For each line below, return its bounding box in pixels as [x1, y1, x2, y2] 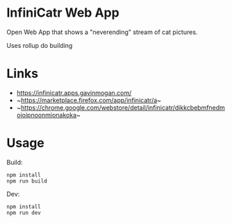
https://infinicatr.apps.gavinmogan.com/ [16, 88, 132, 97]
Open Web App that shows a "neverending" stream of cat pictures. [6, 28, 198, 36]
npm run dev [6, 209, 41, 216]
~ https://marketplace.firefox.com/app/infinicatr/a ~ [16, 96, 161, 104]
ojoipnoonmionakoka [16, 110, 77, 119]
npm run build [6, 177, 48, 185]
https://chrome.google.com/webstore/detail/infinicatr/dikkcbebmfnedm [21, 103, 225, 112]
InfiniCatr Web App [6, 5, 119, 21]
